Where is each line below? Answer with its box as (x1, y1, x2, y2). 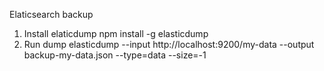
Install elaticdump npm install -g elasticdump (23, 28, 209, 39)
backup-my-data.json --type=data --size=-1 (23, 49, 207, 61)
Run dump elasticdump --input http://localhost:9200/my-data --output (23, 39, 315, 50)
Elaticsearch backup (9, 9, 94, 20)
